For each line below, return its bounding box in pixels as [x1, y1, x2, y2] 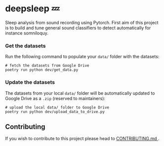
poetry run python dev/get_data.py [5, 68, 79, 73]
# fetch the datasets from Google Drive [5, 63, 90, 68]
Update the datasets [5, 79, 55, 86]
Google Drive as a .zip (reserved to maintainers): [5, 95, 105, 101]
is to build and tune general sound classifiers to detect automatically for [5, 25, 151, 31]
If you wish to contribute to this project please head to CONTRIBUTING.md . [5, 136, 160, 142]
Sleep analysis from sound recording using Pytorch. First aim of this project [5, 19, 159, 25]
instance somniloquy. [5, 30, 48, 36]
